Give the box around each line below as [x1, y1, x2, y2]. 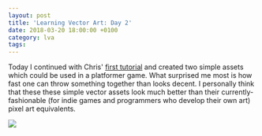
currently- [220, 87, 254, 97]
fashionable [8, 96, 47, 105]
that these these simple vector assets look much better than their [8, 87, 220, 97]
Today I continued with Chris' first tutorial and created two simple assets [8, 62, 244, 72]
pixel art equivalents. [8, 104, 77, 114]
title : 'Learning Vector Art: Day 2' [8, 19, 133, 27]
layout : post [8, 11, 51, 20]
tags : [8, 41, 26, 49]
